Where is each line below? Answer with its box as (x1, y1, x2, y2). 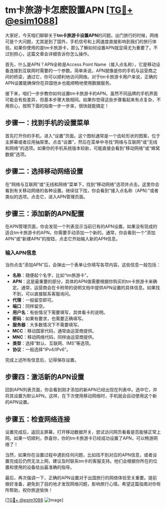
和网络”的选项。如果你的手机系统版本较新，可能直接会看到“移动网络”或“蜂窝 (5, 145, 160, 151)
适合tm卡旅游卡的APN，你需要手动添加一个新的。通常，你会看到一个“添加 (5, 230, 156, 235)
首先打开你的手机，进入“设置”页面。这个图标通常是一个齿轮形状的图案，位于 (5, 133, 161, 139)
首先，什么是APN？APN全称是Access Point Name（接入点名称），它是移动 (5, 61, 157, 67)
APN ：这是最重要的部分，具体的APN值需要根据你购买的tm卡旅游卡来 (12, 278, 153, 284)
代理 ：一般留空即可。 (12, 297, 56, 303)
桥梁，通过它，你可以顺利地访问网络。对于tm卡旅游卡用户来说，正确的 (13, 74, 158, 80)
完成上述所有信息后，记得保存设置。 (5, 357, 79, 363)
